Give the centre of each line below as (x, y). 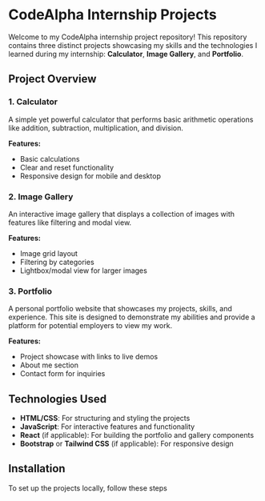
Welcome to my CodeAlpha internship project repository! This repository (128, 37)
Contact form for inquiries (62, 374)
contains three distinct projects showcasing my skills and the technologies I (133, 45)
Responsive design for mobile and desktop (90, 176)
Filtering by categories (57, 262)
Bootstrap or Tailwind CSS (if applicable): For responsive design (126, 444)
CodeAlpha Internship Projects (113, 15)
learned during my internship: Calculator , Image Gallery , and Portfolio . (126, 54)
